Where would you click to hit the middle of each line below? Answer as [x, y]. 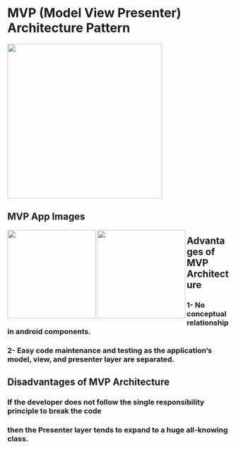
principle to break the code [54, 411]
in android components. [49, 331]
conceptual [207, 313]
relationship [208, 323]
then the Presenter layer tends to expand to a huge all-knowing [118, 430]
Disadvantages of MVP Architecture [88, 382]
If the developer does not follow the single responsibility [106, 402]
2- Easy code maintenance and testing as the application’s [110, 350]
